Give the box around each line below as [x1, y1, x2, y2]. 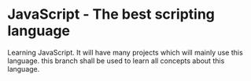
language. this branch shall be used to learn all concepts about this [7, 56, 225, 65]
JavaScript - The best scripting [7, 5, 216, 23]
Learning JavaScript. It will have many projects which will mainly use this [7, 48, 243, 57]
